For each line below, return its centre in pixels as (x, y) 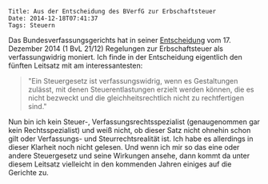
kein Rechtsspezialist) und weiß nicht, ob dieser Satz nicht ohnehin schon (130, 130)
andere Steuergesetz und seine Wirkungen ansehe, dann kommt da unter (129, 156)
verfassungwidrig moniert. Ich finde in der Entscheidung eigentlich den (125, 57)
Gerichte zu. (29, 172)
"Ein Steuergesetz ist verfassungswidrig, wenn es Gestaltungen (133, 81)
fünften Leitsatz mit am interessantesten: (76, 65)
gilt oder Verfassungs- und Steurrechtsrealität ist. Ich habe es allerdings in (131, 139)
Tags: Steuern (32, 25)
